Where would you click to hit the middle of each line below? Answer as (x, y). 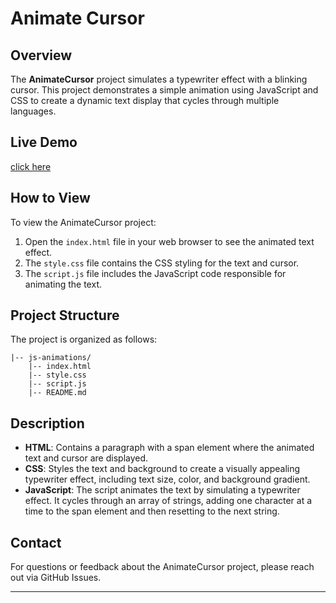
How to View (50, 198)
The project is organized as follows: (84, 339)
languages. (33, 111)
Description (47, 423)
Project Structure (65, 315)
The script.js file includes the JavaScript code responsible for (155, 273)
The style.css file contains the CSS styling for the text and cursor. (162, 263)
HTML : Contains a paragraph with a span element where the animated (169, 448)
